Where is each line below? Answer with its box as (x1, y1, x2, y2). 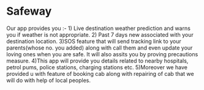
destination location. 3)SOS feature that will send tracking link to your (6, 37, 182, 45)
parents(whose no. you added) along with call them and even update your (6, 44, 193, 51)
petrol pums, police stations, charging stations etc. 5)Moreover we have (6, 63, 188, 71)
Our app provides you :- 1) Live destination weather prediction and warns (6, 24, 191, 32)
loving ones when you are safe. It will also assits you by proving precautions (6, 50, 198, 58)
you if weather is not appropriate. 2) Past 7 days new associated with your (6, 31, 194, 38)
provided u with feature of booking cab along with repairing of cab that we (6, 70, 194, 77)
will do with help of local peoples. (6, 77, 91, 84)
